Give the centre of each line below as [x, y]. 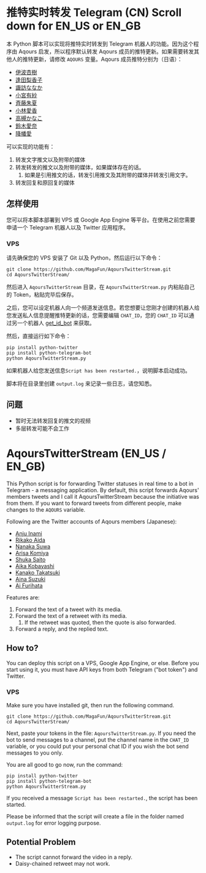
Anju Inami [29, 533]
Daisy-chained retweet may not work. [63, 863]
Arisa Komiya [32, 553]
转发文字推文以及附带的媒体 [50, 160]
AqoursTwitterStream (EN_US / [86, 454]
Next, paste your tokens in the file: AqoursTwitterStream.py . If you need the [101, 733]
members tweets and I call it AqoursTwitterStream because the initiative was [103, 496]
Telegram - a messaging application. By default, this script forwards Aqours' [103, 490]
